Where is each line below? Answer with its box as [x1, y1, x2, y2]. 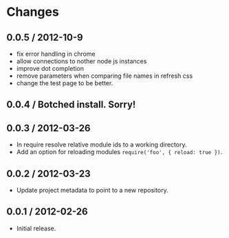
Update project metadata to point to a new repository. [16, 186, 169, 195]
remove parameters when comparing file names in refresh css [16, 72, 193, 80]
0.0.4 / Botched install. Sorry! [6, 99, 136, 111]
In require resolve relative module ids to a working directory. [16, 140, 187, 149]
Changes [6, 4, 59, 20]
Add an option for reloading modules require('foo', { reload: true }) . [16, 148, 223, 156]
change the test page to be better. [16, 79, 113, 87]
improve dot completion [16, 65, 84, 72]
